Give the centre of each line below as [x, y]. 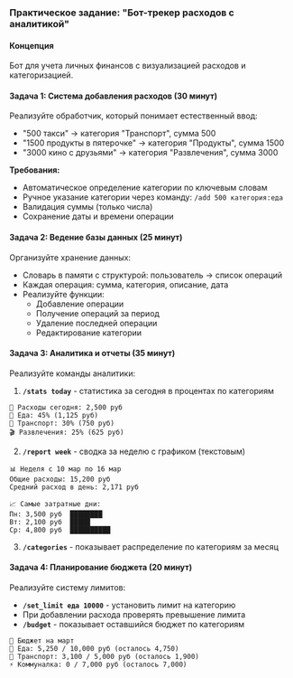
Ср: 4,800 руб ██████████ [60, 530]
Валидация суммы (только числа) [87, 207]
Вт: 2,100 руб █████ [50, 522]
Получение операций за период [98, 313]
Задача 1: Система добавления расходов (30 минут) [114, 96]
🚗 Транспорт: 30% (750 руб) [62, 423]
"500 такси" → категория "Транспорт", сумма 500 [119, 134]
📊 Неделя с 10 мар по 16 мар [65, 469]
